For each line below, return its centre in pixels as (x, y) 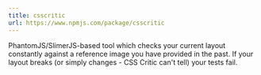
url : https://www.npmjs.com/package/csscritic (86, 23)
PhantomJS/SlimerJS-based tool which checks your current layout (117, 45)
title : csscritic (37, 15)
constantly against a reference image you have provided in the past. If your (131, 54)
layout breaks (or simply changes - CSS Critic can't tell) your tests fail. (123, 62)
